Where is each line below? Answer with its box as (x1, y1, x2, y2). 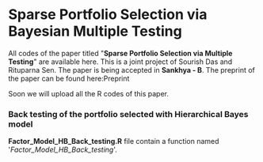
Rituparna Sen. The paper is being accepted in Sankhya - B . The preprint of (8, 65, 256, 74)
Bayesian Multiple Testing (8, 22, 182, 40)
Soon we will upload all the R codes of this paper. (8, 89, 169, 98)
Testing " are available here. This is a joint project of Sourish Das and (8, 57, 233, 66)
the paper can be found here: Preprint (8, 73, 130, 83)
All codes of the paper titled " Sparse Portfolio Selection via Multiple (8, 48, 233, 58)
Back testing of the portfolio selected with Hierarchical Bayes (8, 108, 249, 119)
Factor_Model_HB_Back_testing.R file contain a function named (8, 137, 219, 146)
